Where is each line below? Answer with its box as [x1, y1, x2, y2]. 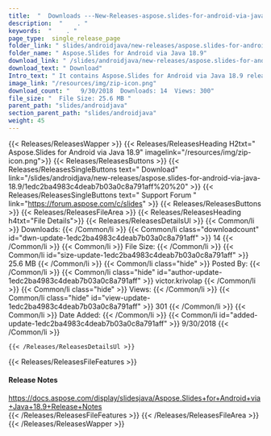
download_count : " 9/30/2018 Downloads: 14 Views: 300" [8, 86, 215, 95]
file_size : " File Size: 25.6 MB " [8, 94, 131, 102]
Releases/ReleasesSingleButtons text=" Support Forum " [8, 190, 197, 200]
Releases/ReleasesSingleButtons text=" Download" [8, 164, 179, 174]
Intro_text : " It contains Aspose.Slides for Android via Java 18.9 [8, 72, 244, 80]
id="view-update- [91, 293, 151, 302]
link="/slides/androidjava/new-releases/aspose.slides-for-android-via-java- [8, 172, 261, 182]
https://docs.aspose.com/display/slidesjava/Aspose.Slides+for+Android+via [8, 393, 261, 403]
